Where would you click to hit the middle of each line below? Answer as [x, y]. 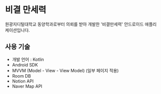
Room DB [21, 76]
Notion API [23, 81]
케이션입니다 [17, 30]
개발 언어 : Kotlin [28, 59]
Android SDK [25, 65]
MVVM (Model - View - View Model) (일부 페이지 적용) [65, 70]
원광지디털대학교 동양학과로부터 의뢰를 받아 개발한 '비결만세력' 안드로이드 [74, 24]
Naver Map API [27, 86]
